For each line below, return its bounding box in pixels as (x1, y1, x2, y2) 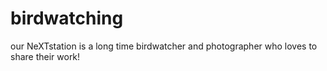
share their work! (10, 50, 81, 62)
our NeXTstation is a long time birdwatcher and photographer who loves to (10, 40, 318, 52)
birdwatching (10, 7, 124, 30)
